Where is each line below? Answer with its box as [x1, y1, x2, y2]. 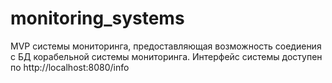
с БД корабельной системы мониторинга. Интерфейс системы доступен [10, 50, 323, 62]
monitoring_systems [10, 7, 185, 30]
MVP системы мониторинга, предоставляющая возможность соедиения [10, 40, 322, 52]
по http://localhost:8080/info [10, 61, 130, 73]
